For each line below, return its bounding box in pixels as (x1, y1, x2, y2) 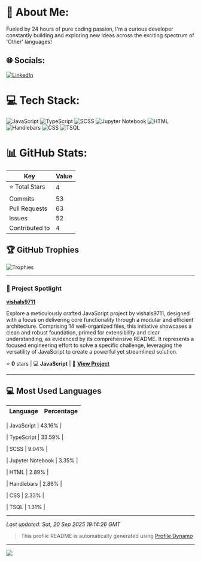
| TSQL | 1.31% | (6, 503, 45, 510)
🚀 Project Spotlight (6, 285, 62, 293)
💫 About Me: (6, 5, 69, 19)
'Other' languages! (6, 38, 52, 45)
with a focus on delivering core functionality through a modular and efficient (6, 316, 194, 323)
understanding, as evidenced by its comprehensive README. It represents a (6, 335, 194, 342)
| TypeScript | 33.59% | (6, 434, 64, 441)
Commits (9, 195, 35, 203)
